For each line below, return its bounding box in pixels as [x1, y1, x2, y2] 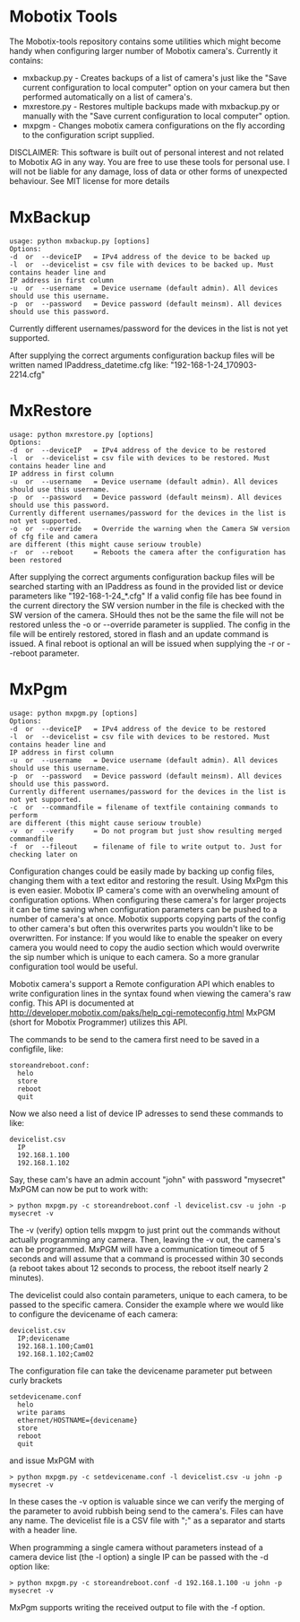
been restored [9, 555, 63, 564]
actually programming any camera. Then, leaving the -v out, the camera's [9, 1234, 281, 1244]
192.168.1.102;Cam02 [17, 1349, 94, 1358]
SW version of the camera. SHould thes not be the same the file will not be [9, 609, 285, 620]
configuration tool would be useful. [9, 961, 139, 972]
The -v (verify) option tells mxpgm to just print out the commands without [9, 1225, 280, 1235]
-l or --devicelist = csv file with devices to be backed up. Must [9, 260, 275, 269]
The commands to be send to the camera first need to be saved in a [9, 1033, 260, 1044]
